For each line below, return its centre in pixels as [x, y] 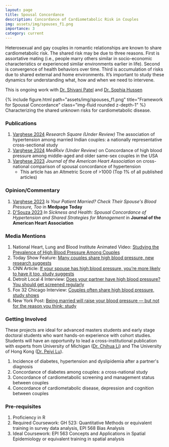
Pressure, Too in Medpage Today [47, 207]
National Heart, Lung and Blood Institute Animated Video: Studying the [86, 247]
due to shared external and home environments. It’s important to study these [85, 74]
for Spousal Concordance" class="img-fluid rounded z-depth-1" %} [76, 105]
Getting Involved [26, 319]
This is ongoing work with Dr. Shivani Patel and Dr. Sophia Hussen [74, 90]
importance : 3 [20, 29]
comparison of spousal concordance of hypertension [86, 167]
